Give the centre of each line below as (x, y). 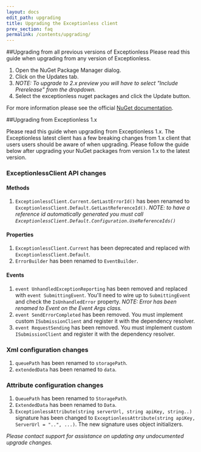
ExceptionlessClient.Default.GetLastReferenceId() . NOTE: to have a (102, 208)
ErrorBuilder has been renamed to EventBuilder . (77, 261)
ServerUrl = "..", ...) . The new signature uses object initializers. (99, 425)
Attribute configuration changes (55, 385)
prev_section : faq (29, 29)
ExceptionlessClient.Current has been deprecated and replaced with (102, 248)
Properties (20, 235)
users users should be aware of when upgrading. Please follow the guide (98, 144)
